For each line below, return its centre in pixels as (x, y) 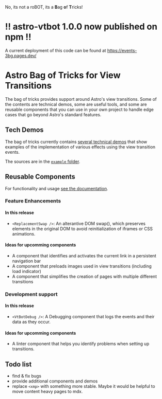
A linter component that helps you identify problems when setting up (81, 344)
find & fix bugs (27, 376)
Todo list (18, 364)
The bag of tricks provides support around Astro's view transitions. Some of (81, 99)
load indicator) (26, 271)
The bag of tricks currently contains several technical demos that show (76, 142)
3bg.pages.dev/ (21, 55)
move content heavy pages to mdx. (47, 391)
